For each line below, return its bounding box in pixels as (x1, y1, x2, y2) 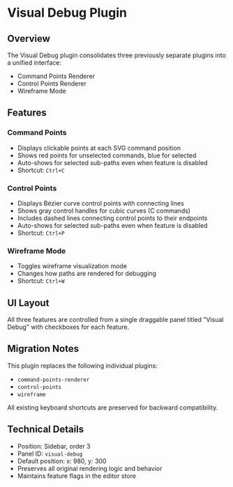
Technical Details (7, 424, 84, 435)
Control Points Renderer (17, 79, 87, 88)
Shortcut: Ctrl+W (17, 277, 65, 285)
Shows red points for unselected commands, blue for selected (17, 151, 197, 160)
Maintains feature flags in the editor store (17, 472, 136, 480)
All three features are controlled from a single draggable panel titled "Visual (7, 316, 224, 324)
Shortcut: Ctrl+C (17, 166, 65, 174)
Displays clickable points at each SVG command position (17, 144, 181, 152)
